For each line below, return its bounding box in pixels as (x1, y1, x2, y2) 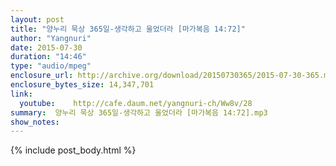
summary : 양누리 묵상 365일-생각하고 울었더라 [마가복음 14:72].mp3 (10, 107, 268, 118)
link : (10, 89, 33, 99)
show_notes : (10, 117, 60, 127)
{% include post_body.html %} (10, 144, 137, 156)
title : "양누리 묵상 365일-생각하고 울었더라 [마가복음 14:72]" (10, 24, 246, 34)
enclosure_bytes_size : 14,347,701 (10, 80, 155, 90)
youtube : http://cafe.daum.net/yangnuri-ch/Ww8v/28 (19, 98, 253, 108)
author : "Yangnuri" (10, 33, 92, 43)
